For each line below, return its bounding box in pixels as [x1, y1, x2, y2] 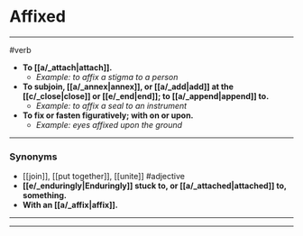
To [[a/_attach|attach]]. [22, 61, 113, 73]
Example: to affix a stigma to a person [35, 71, 179, 82]
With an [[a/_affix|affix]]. [22, 200, 119, 211]
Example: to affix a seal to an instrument [35, 100, 188, 111]
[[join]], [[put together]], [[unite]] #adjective [22, 171, 186, 182]
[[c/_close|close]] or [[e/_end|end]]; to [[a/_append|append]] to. [22, 90, 270, 101]
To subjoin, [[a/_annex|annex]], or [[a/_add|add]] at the [22, 81, 234, 92]
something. [22, 190, 68, 201]
